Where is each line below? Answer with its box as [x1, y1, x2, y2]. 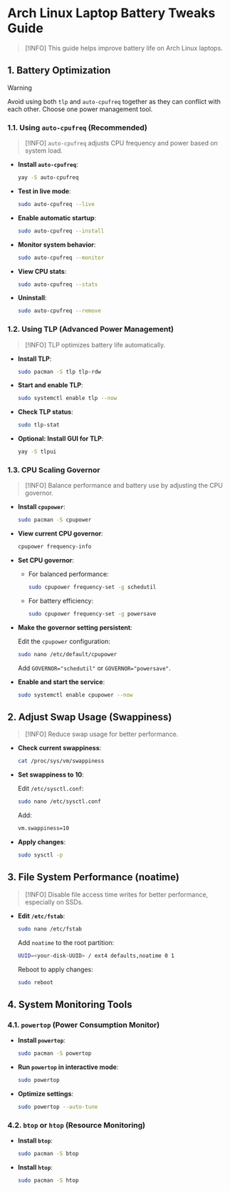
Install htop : [17, 1162, 53, 1171]
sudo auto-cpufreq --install [17, 227, 105, 235]
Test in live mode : [17, 187, 71, 195]
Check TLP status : [17, 408, 73, 416]
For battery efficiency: [28, 597, 94, 605]
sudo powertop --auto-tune [17, 1103, 98, 1110]
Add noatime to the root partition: [17, 938, 115, 946]
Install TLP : [17, 354, 52, 363]
